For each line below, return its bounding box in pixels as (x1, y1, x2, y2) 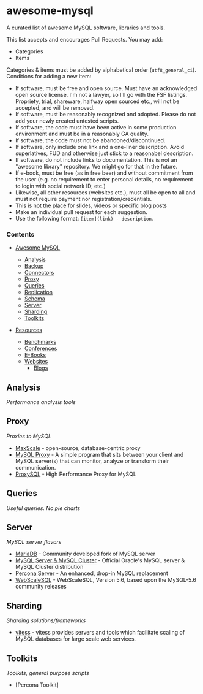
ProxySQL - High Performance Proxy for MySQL (15, 470, 136, 478)
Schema (24, 295, 46, 302)
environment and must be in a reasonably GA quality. (15, 130, 149, 137)
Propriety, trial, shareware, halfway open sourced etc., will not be (15, 97, 180, 105)
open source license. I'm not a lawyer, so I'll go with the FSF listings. (15, 91, 188, 98)
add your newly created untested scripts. (15, 117, 119, 124)
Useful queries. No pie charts (6, 504, 81, 512)
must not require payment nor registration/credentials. (15, 195, 152, 202)
